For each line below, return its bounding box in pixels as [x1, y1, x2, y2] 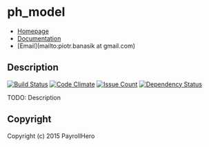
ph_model [7, 4, 66, 20]
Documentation [17, 34, 61, 42]
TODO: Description [7, 93, 61, 101]
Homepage [17, 27, 50, 35]
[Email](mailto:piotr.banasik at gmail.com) [17, 41, 136, 50]
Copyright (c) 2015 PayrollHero [7, 132, 95, 140]
